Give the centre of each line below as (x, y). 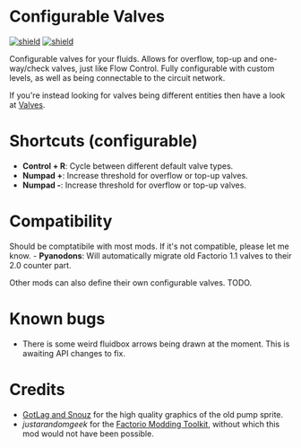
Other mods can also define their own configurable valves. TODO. (131, 282)
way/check (30, 68)
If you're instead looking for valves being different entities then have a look (147, 95)
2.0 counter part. (40, 265)
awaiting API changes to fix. (73, 353)
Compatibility (61, 221)
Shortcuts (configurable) (104, 141)
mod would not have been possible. (88, 434)
